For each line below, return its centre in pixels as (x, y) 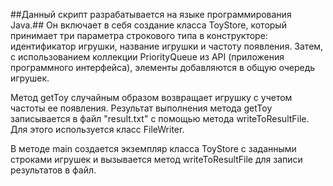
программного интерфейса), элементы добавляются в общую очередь (163, 67)
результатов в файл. (53, 170)
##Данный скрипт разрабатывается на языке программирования (151, 14)
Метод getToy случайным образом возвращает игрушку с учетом (151, 97)
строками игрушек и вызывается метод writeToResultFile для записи (156, 159)
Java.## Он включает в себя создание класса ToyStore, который (148, 25)
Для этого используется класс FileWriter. (97, 129)
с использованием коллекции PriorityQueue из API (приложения (147, 57)
